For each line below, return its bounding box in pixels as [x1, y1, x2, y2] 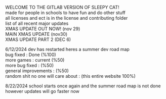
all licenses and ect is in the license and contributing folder [5, 15, 128, 21]
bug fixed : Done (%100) [5, 52, 57, 58]
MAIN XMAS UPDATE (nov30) [5, 31, 68, 37]
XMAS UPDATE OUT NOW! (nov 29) [5, 26, 80, 32]
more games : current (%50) [5, 57, 65, 63]
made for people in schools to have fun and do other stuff [5, 10, 126, 16]
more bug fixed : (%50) [5, 63, 54, 68]
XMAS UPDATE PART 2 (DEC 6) [5, 36, 71, 42]
